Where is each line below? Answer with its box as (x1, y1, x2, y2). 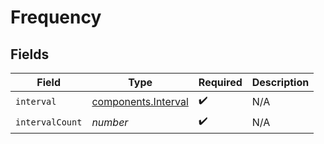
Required (198, 76, 243, 89)
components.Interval (91, 94, 189, 108)
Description (251, 76, 310, 89)
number (91, 115, 129, 129)
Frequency (10, 6, 102, 29)
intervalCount (15, 116, 83, 128)
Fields (10, 46, 50, 63)
